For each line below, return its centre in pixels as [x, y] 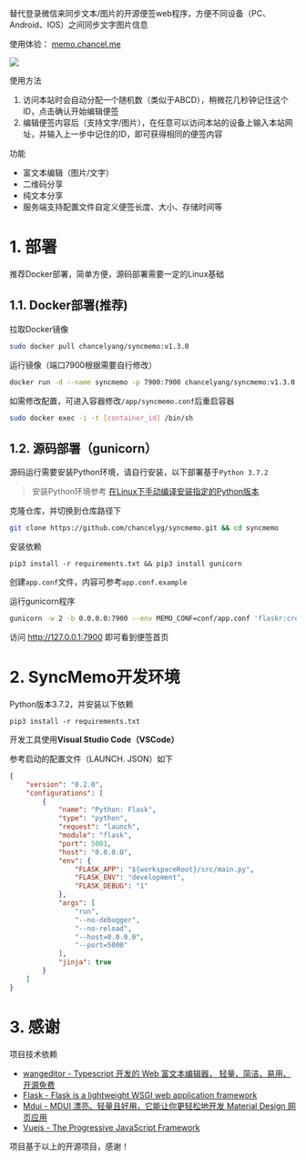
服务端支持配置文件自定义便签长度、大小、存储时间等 [122, 207]
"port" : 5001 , [85, 844]
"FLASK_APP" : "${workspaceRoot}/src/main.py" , [164, 869]
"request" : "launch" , [99, 827]
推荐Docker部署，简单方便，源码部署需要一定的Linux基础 [117, 274]
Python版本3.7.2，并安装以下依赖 [71, 704]
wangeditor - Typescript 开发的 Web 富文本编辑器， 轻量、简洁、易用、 [157, 1074]
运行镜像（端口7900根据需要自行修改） [83, 365]
